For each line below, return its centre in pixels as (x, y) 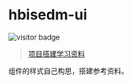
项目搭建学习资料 (56, 53)
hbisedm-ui (48, 15)
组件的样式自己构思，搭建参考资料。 (68, 71)
